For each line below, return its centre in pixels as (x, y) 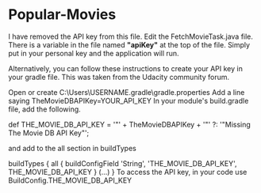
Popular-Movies (62, 15)
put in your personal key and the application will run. (94, 53)
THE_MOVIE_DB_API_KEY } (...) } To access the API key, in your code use (128, 172)
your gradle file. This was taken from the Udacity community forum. (119, 77)
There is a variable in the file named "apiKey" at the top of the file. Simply (129, 44)
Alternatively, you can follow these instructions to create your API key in (126, 68)
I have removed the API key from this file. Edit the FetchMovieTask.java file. (131, 36)
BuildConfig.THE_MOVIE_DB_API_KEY (70, 180)
